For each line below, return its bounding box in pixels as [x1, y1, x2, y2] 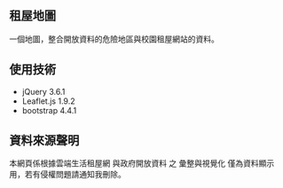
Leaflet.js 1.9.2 [21, 96, 75, 106]
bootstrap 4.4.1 [21, 105, 77, 115]
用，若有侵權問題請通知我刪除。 [9, 169, 126, 180]
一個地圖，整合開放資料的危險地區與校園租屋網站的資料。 [9, 34, 219, 44]
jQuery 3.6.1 [21, 86, 66, 97]
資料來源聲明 [9, 133, 80, 148]
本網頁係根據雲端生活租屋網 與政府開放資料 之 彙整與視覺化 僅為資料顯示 [9, 158, 275, 168]
